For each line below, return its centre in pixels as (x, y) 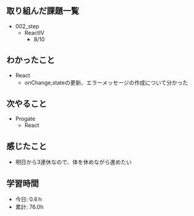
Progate (25, 119)
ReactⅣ (34, 33)
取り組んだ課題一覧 (43, 11)
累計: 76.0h (29, 207)
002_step (27, 26)
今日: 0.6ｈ (29, 199)
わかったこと (31, 60)
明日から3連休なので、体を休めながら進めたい (73, 162)
